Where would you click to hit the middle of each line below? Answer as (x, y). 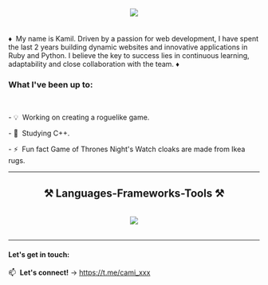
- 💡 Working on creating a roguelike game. (79, 117)
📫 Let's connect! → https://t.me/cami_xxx (79, 273)
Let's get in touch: (39, 254)
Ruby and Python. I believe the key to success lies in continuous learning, (129, 55)
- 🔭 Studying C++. (39, 133)
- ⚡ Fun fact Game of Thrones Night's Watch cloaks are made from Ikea (127, 149)
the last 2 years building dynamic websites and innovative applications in (128, 47)
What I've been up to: (51, 84)
